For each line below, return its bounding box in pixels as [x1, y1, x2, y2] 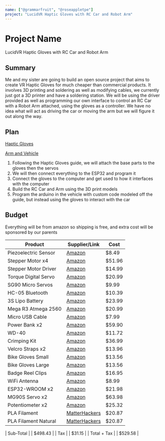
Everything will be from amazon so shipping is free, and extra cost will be [5, 224, 153, 230]
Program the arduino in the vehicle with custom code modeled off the [12, 191, 153, 197]
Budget [5, 211, 28, 220]
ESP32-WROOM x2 [7, 385, 54, 392]
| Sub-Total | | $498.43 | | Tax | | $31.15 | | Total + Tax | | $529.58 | [5, 430, 139, 436]
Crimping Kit [7, 337, 37, 344]
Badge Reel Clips [7, 369, 47, 376]
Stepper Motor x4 [7, 257, 49, 264]
